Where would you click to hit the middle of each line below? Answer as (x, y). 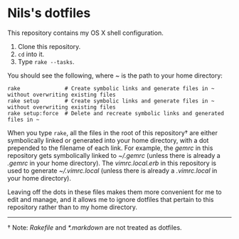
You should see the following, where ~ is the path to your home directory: (115, 75)
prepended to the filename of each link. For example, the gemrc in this (110, 148)
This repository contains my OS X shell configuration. (85, 33)
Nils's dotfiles (49, 13)
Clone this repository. (49, 46)
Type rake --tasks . (46, 61)
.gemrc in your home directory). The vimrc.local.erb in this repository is (112, 163)
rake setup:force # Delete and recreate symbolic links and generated (116, 113)
